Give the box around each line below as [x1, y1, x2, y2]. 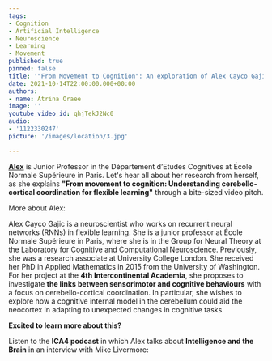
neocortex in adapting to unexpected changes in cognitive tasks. [8, 304, 224, 314]
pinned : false [8, 65, 57, 73]
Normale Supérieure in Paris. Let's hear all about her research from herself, [8, 170, 259, 180]
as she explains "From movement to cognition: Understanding [8, 179, 221, 189]
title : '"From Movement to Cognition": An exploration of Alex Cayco [8, 72, 249, 80]
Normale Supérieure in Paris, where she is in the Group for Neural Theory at [8, 236, 261, 245]
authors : [8, 87, 38, 96]
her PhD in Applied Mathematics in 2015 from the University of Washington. [8, 261, 261, 271]
